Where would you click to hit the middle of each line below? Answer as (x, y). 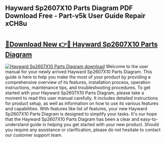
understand (17, 124)
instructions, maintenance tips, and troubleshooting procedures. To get (78, 87)
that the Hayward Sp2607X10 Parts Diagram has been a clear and (72, 119)
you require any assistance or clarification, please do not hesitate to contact (83, 130)
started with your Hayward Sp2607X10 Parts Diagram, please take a (75, 93)
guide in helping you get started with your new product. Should (94, 124)
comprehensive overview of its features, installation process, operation (78, 82)
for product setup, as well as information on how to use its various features (82, 103)
